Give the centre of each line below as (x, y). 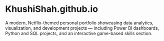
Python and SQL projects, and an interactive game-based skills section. (79, 33)
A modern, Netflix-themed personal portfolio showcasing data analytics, (79, 23)
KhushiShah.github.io (52, 9)
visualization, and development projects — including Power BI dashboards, (82, 28)
